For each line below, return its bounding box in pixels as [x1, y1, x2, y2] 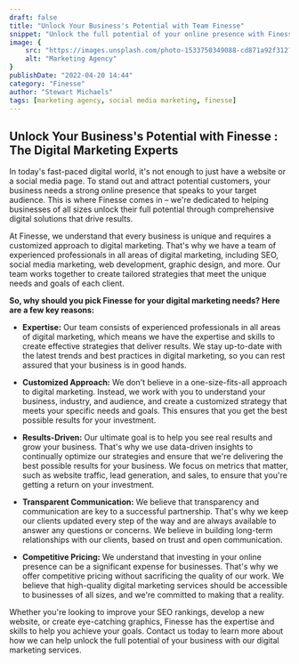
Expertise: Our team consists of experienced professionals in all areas [21, 322, 281, 333]
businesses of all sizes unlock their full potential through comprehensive [9, 204, 275, 215]
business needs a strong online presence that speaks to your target [9, 185, 257, 196]
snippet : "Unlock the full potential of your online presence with [9, 29, 265, 38]
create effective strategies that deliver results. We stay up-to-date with [21, 341, 283, 352]
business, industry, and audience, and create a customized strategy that [21, 396, 287, 407]
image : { [9, 37, 42, 47]
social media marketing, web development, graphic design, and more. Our [9, 259, 281, 270]
